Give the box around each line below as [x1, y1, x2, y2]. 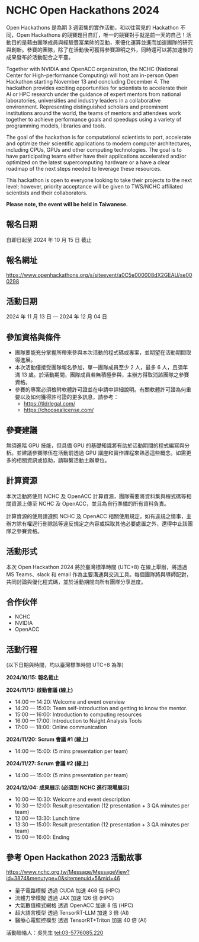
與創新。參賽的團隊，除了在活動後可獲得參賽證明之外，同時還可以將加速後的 [6, 46, 193, 53]
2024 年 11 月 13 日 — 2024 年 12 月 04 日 [6, 313, 108, 320]
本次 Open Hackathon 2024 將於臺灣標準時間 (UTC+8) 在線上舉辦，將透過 [6, 563, 188, 570]
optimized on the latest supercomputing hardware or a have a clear [6, 158, 170, 166]
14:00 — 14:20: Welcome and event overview [14, 698, 126, 705]
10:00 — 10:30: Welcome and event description [14, 796, 130, 803]
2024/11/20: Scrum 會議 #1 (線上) [6, 736, 89, 743]
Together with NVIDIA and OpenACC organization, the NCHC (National [6, 65, 178, 72]
